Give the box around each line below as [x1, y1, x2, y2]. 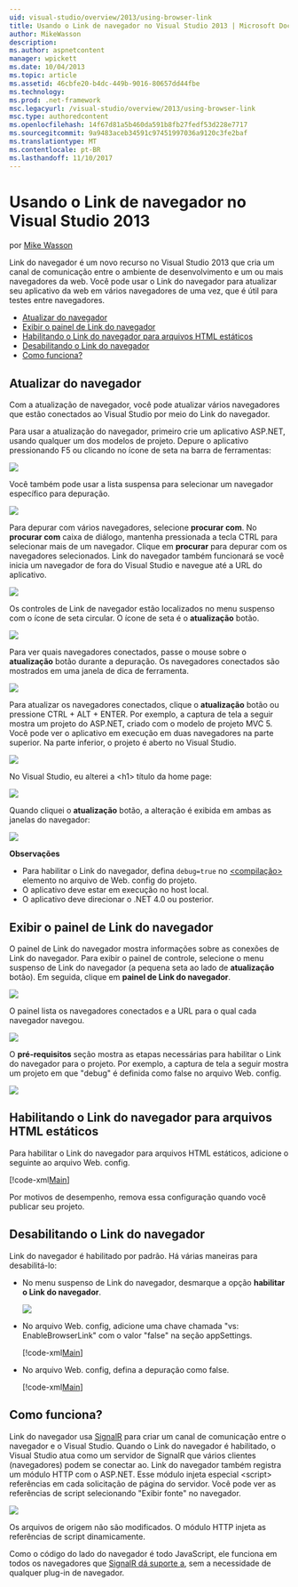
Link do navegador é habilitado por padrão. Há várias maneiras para [9, 1250, 258, 1261]
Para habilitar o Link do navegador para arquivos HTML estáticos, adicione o [9, 1148, 289, 1158]
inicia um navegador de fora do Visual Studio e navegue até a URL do [9, 560, 263, 571]
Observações [9, 848, 60, 859]
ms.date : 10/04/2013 [9, 63, 86, 72]
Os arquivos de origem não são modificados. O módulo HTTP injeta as [9, 1521, 267, 1532]
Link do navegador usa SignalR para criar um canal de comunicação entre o [9, 1431, 286, 1441]
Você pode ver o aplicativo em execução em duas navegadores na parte [9, 728, 274, 739]
